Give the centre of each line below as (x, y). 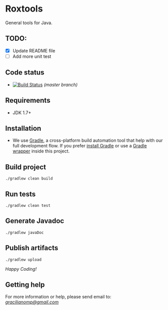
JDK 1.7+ (22, 112)
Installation (23, 128)
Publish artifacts (32, 248)
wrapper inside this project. (41, 151)
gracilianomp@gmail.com (32, 302)
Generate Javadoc (35, 221)
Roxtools (24, 9)
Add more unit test (32, 56)
